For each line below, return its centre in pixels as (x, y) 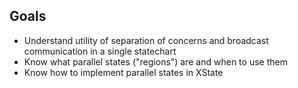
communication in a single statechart (100, 51)
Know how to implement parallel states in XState (123, 72)
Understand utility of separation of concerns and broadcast (146, 40)
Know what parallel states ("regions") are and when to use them (155, 61)
